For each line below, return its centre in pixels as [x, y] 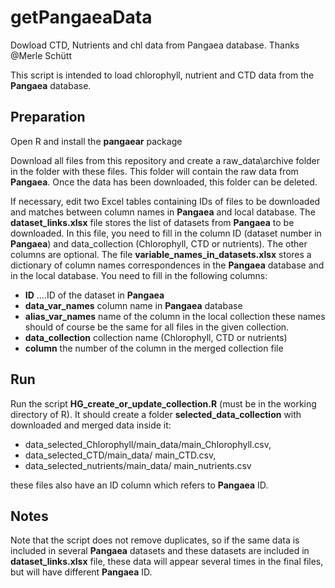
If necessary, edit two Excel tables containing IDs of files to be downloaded [165, 201]
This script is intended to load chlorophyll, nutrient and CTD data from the [162, 75]
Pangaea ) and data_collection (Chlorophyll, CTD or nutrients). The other [159, 243]
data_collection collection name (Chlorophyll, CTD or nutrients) [156, 337]
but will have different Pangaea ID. [81, 572]
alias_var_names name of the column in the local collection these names [175, 316]
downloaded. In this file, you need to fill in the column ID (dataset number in [166, 233]
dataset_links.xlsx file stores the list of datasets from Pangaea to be [152, 222]
